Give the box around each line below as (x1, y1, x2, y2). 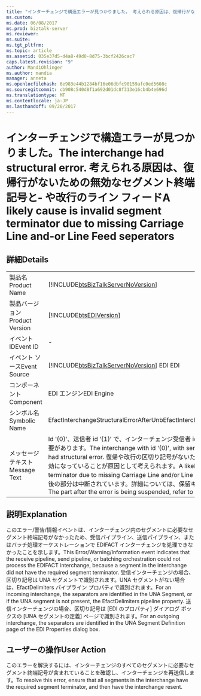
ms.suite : (6, 37, 31, 42)
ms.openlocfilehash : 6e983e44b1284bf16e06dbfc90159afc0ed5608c (6, 81, 167, 87)
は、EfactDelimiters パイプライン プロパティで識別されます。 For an (6, 584, 172, 591)
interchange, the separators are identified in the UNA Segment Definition (6, 619, 185, 627)
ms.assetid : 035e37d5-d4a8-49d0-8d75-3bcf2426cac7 (6, 53, 135, 59)
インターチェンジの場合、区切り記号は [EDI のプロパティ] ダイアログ (11, 605, 180, 612)
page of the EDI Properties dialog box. (6, 626, 100, 633)
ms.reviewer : (6, 31, 39, 37)
